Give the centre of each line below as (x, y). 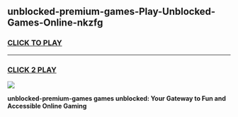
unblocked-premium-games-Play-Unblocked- (112, 12)
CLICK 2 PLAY (32, 69)
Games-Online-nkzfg (55, 23)
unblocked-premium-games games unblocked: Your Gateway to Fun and (117, 98)
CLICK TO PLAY (35, 43)
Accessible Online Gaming (47, 106)
